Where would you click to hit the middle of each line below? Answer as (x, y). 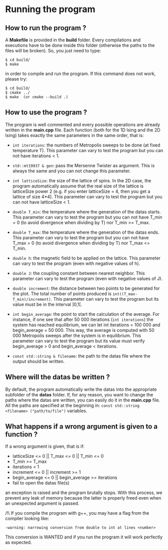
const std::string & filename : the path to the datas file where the (81, 356)
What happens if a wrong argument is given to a (81, 427)
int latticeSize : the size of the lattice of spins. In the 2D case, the (82, 180)
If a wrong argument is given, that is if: (45, 446)
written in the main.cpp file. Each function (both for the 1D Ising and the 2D (83, 130)
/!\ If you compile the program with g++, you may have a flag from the (77, 513)
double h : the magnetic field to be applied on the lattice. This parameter (87, 258)
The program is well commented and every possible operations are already (83, 124)
